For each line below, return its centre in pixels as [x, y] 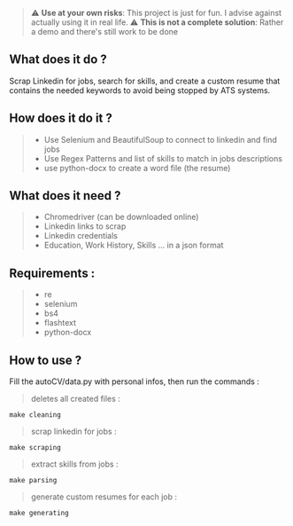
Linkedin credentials [81, 236]
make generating [39, 514]
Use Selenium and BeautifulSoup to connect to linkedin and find [160, 139]
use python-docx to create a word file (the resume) [137, 168]
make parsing [33, 481]
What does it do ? [58, 60]
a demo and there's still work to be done [104, 31]
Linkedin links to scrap [85, 226]
